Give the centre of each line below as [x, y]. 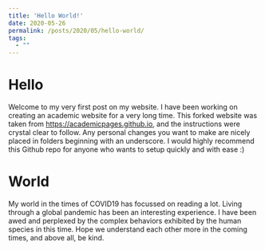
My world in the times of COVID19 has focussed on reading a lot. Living [125, 204]
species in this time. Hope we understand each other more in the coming [128, 229]
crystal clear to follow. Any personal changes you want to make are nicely [129, 133]
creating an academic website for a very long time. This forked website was [133, 116]
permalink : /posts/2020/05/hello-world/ [77, 30]
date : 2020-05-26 [37, 23]
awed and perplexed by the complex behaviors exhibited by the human [125, 221]
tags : [17, 38]
